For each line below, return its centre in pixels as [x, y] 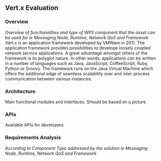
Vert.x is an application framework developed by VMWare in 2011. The [75, 43]
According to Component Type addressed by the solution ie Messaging [76, 148]
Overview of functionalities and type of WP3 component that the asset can [80, 32]
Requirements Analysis [33, 138]
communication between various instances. [48, 79]
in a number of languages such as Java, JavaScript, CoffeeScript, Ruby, [77, 63]
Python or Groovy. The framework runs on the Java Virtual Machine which [79, 68]
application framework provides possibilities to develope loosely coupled [78, 48]
